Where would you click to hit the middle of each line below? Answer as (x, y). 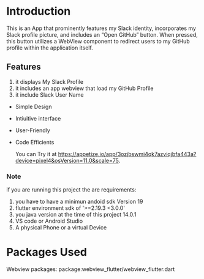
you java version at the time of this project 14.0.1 (76, 215)
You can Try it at (36, 154)
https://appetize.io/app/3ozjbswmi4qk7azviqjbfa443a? (127, 154)
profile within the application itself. (50, 48)
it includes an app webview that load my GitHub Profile (84, 88)
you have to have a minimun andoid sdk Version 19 (79, 202)
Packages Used (47, 252)
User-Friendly (32, 130)
